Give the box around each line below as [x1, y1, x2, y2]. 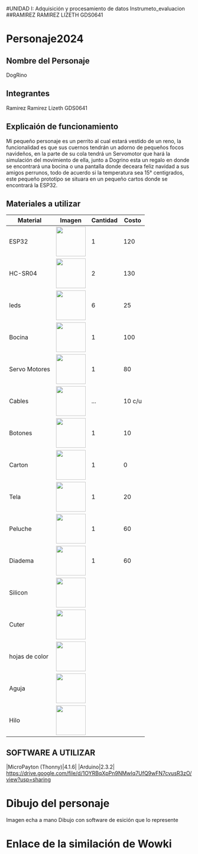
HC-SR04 [9, 270, 37, 278]
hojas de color [9, 653, 49, 661]
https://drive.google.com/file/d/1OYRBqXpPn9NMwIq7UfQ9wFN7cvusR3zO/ [6, 770, 192, 777]
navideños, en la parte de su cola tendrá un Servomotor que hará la [6, 150, 170, 157]
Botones [9, 429, 33, 437]
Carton [9, 461, 28, 469]
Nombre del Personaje [6, 56, 90, 66]
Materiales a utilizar [6, 199, 81, 209]
